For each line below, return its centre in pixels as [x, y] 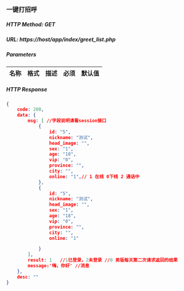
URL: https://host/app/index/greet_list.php [61, 39]
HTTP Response [27, 90]
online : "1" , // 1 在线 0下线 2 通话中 [94, 176]
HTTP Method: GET [31, 24]
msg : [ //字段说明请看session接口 [67, 121]
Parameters [21, 55]
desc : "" [28, 277]
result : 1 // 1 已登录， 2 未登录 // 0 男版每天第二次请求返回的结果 [103, 260]
